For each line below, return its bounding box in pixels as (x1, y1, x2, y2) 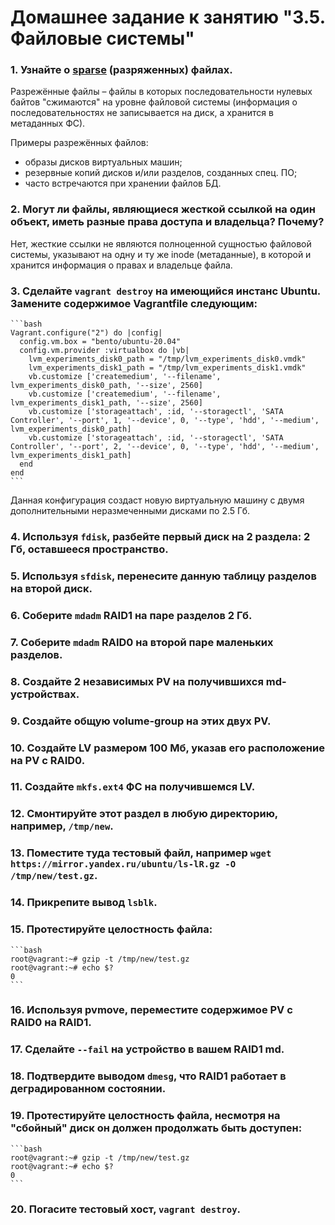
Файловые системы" (10, 27, 195, 50)
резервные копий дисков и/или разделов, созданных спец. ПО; (24, 167, 298, 179)
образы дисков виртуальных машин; (24, 156, 183, 168)
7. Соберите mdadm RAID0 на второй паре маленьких (10, 635, 274, 649)
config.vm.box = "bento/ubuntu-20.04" (19, 337, 182, 347)
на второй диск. (10, 581, 93, 595)
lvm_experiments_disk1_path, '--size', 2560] (10, 398, 203, 408)
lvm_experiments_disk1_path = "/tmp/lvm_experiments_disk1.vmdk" (28, 363, 307, 373)
